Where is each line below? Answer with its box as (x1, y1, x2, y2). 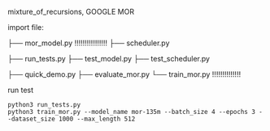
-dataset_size (7, 115, 56, 123)
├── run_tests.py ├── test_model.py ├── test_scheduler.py (7, 54, 211, 63)
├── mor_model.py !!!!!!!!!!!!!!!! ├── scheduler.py (7, 38, 170, 48)
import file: (7, 23, 44, 32)
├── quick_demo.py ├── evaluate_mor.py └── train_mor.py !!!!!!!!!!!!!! (7, 70, 242, 79)
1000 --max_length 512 (59, 115, 136, 123)
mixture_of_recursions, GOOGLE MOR (7, 7, 135, 16)
